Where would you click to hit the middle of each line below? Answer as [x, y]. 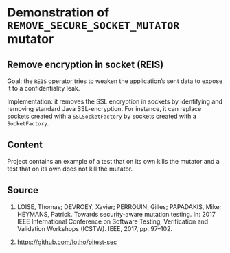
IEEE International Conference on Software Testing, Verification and [113, 221]
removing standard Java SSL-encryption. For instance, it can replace [104, 109]
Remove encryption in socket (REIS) [85, 64]
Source [23, 190]
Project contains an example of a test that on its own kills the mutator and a [113, 161]
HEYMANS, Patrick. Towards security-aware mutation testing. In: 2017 [116, 214]
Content [25, 145]
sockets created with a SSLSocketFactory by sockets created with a [102, 116]
